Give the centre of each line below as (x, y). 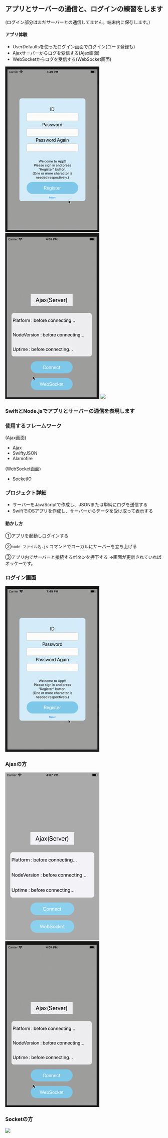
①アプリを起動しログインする (37, 536)
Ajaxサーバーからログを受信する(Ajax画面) (56, 53)
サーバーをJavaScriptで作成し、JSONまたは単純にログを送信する (80, 505)
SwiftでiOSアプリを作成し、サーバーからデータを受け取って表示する (83, 511)
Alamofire (23, 459)
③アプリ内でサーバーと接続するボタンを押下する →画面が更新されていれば (83, 557)
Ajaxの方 (16, 764)
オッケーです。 (20, 563)
